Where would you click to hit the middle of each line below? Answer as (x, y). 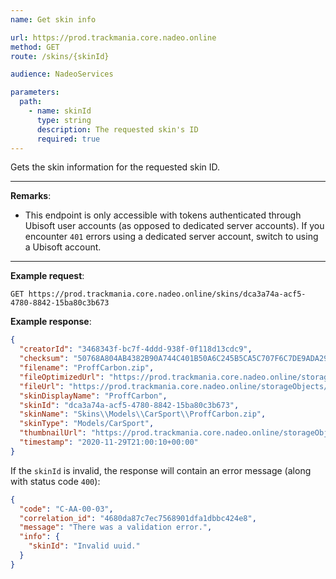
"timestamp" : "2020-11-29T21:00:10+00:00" (109, 442)
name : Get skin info (53, 19)
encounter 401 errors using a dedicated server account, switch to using (171, 237)
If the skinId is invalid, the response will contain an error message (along (161, 470)
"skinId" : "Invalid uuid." (84, 546)
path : (31, 102)
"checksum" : (44, 359)
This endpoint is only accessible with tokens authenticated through (163, 215)
